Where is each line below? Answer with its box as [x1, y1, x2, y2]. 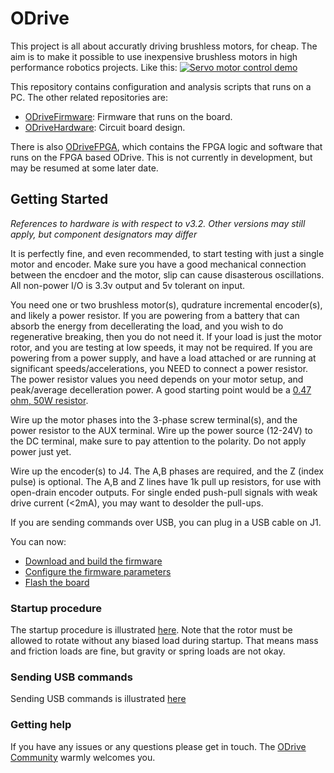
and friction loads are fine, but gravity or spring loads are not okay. [10, 645, 286, 657]
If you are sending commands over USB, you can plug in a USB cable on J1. [10, 516, 322, 528]
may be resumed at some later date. [10, 162, 159, 174]
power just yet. [10, 445, 72, 457]
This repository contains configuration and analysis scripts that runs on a [10, 80, 312, 92]
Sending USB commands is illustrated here [10, 693, 187, 705]
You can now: [10, 535, 67, 547]
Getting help [10, 718, 72, 732]
